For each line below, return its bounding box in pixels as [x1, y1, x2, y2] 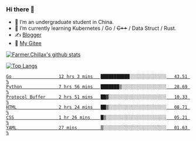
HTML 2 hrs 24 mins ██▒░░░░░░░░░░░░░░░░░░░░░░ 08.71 [6, 105, 188, 111]
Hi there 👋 [6, 5, 35, 13]
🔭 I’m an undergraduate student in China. [14, 19, 114, 26]
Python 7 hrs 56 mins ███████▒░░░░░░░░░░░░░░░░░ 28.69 [6, 84, 188, 90]
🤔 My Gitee [14, 40, 42, 47]
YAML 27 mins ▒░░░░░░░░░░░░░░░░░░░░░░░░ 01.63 [6, 125, 188, 131]
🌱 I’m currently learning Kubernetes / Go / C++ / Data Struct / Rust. [14, 25, 177, 32]
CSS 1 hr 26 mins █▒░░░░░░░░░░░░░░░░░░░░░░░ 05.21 [6, 115, 188, 121]
